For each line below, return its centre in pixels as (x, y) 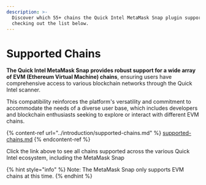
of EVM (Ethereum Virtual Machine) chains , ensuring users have (89, 77)
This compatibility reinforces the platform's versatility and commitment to (99, 102)
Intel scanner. (24, 90)
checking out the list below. (50, 23)
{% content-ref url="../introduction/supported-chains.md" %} (84, 133)
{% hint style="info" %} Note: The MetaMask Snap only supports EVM (95, 170)
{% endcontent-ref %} (62, 140)
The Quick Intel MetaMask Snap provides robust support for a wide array (101, 70)
